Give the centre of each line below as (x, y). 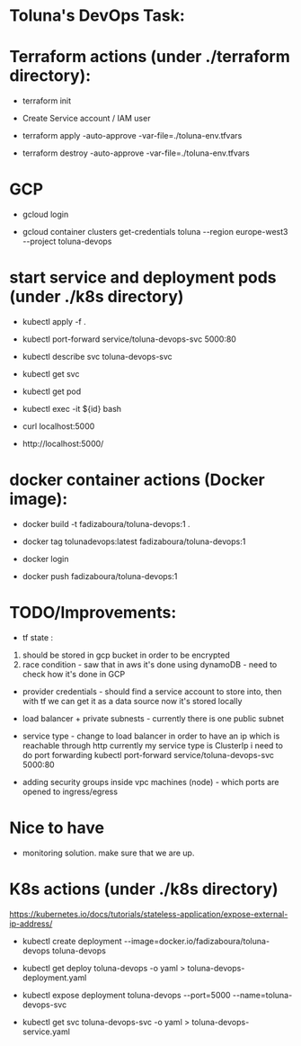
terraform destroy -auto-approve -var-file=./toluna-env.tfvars (136, 153)
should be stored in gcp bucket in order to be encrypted (126, 655)
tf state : (38, 637)
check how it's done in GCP (74, 674)
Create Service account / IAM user (86, 119)
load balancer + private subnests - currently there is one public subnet (153, 718)
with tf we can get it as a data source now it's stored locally (132, 701)
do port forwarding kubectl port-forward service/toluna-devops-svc (148, 755)
